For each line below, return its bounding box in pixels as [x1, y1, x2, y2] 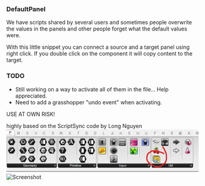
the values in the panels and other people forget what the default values [6, 25, 187, 32]
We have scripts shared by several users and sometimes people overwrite [6, 19, 192, 26]
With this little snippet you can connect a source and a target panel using [6, 43, 190, 51]
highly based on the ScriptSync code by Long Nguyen [6, 122, 142, 129]
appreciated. [15, 92, 48, 99]
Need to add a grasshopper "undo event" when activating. [15, 98, 162, 106]
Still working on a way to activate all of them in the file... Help [15, 85, 169, 93]
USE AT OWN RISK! [6, 110, 56, 118]
